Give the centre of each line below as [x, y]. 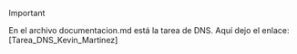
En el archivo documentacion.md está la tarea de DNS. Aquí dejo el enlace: [149, 30]
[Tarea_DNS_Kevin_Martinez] [63, 40]
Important [27, 13]
